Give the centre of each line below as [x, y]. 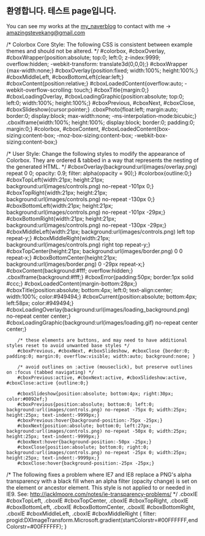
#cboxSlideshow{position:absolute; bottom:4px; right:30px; [95, 394]
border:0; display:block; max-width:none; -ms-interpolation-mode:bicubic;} [102, 116]
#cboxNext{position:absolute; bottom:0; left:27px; [84, 426]
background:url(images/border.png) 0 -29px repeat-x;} [76, 264]
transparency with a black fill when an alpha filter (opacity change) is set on [102, 481]
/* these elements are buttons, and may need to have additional [102, 340]
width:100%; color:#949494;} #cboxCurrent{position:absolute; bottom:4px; [102, 296]
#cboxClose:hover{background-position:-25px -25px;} [86, 463]
